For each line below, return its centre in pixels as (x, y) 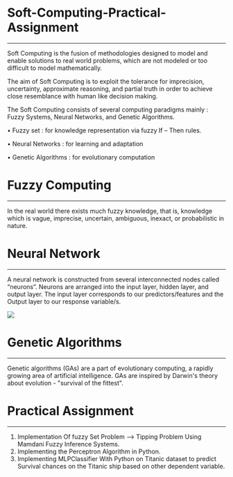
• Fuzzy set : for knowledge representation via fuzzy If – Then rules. (104, 130)
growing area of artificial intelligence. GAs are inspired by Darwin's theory (113, 375)
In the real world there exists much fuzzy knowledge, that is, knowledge (110, 211)
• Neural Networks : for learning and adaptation (75, 144)
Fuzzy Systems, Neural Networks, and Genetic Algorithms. (91, 116)
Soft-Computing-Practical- (87, 13)
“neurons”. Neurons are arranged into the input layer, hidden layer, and (108, 286)
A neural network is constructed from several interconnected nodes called (113, 279)
